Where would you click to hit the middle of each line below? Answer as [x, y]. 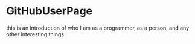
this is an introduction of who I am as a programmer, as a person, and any [98, 28]
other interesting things [35, 34]
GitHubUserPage [50, 11]
